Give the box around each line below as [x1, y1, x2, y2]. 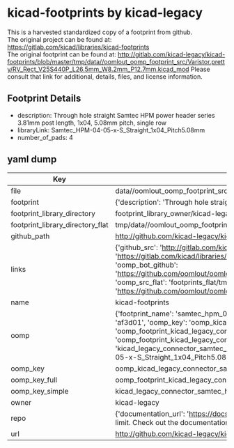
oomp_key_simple [10, 386, 69, 396]
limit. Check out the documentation [114, 417, 230, 427]
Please [190, 65, 210, 73]
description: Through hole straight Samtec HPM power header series [17, 111, 215, 119]
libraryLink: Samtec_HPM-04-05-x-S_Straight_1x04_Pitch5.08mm [17, 125, 205, 134]
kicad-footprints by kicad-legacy [7, 5, 203, 21]
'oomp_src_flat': [114, 277, 167, 287]
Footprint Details [7, 93, 81, 105]
